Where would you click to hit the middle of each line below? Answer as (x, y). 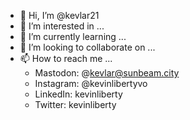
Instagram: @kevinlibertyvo (91, 83)
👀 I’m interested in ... (62, 26)
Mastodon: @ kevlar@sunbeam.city (107, 73)
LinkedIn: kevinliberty (78, 94)
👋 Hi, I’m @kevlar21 (59, 15)
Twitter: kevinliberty (75, 104)
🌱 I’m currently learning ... (73, 36)
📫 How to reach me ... (66, 58)
